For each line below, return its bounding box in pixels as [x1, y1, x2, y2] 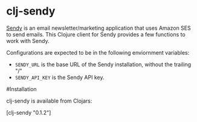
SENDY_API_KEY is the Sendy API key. [15, 73, 105, 81]
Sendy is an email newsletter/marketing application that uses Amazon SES [6, 24, 192, 32]
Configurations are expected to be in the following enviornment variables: [6, 49, 190, 56]
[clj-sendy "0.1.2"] [6, 109, 51, 116]
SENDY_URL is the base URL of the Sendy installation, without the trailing [15, 61, 192, 68]
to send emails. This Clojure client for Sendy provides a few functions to [6, 30, 186, 38]
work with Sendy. [6, 37, 50, 44]
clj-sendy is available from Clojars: [6, 97, 92, 104]
